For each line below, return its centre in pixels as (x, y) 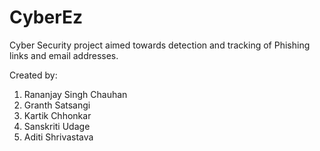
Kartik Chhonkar (57, 115)
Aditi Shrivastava (58, 137)
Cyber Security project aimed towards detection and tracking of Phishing (160, 45)
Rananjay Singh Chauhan (75, 94)
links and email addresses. (64, 55)
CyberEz (46, 17)
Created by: (33, 75)
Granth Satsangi (57, 105)
